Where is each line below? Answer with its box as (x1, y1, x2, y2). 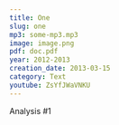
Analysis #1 (9, 105, 51, 116)
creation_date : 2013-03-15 (9, 64, 111, 73)
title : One (9, 13, 50, 23)
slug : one (9, 22, 47, 31)
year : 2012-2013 (9, 55, 70, 64)
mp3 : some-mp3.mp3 (9, 30, 78, 39)
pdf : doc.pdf (9, 47, 59, 56)
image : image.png (9, 38, 75, 48)
